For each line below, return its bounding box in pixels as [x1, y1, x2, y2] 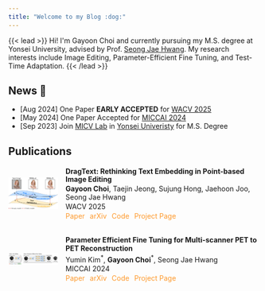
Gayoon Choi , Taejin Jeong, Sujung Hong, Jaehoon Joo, [65, 184, 251, 194]
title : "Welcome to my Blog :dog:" [8, 13, 127, 21]
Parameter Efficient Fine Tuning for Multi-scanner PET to [65, 235, 257, 245]
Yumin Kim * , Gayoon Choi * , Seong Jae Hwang [65, 254, 219, 264]
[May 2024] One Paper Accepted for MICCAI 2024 [19, 113, 187, 122]
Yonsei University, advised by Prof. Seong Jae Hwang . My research [8, 44, 230, 53]
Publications [8, 145, 72, 158]
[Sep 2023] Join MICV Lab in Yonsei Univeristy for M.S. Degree [19, 122, 228, 131]
